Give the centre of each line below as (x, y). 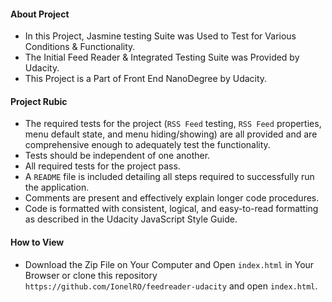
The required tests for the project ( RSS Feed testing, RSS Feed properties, (173, 124)
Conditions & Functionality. (80, 47)
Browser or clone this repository (91, 275)
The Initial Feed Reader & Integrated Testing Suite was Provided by (162, 57)
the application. (57, 187)
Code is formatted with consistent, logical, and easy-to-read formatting (171, 209)
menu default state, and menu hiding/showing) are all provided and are (171, 134)
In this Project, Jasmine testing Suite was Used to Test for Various (160, 36)
